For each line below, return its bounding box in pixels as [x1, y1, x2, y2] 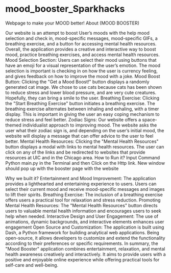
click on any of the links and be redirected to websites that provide [5, 149, 145, 155]
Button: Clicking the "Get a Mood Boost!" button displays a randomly [5, 79, 150, 85]
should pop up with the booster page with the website [5, 165, 119, 171]
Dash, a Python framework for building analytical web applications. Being [5, 229, 159, 235]
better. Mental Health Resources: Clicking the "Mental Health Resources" [5, 138, 159, 144]
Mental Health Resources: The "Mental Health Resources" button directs [5, 202, 158, 208]
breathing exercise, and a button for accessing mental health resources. [5, 40, 157, 46]
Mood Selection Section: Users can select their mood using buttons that [5, 57, 157, 63]
